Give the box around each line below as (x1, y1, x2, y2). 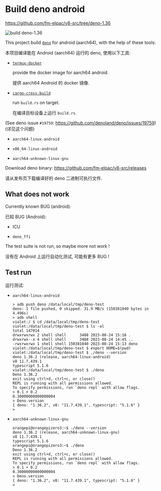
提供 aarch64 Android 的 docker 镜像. (12, 80, 90, 86)
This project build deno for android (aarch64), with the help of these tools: (5, 39, 156, 46)
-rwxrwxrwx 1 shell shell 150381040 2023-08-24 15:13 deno (12, 341, 138, 346)
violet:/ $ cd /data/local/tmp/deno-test (12, 319, 100, 324)
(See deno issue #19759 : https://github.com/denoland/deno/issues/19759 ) (5, 120, 157, 126)
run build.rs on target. (12, 99, 60, 106)
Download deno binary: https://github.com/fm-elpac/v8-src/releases (5, 165, 147, 171)
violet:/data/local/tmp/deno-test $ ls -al (12, 324, 105, 329)
